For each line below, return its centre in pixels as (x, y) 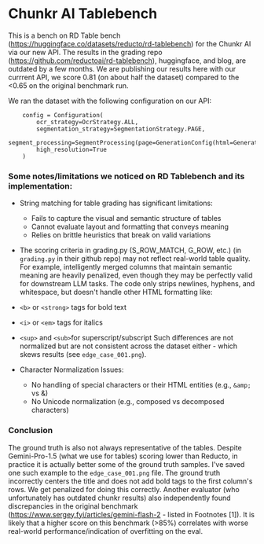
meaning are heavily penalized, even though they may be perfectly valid (136, 275)
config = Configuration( (63, 115)
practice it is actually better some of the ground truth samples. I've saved (126, 464)
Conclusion (31, 431)
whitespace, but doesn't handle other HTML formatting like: (116, 292)
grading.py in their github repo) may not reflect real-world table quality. (135, 259)
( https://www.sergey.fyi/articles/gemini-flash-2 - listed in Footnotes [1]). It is (132, 514)
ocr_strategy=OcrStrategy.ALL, (88, 122)
